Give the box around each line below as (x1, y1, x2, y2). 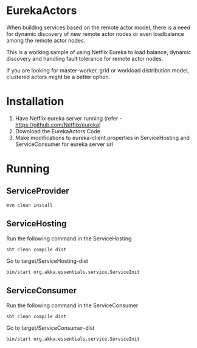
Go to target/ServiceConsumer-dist (6, 324, 95, 332)
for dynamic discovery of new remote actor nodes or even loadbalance (6, 30, 184, 37)
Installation (6, 95, 64, 108)
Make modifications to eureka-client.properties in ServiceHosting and (15, 134, 190, 141)
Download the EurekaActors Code (15, 127, 100, 134)
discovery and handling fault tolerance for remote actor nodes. (6, 55, 164, 62)
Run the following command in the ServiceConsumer (6, 302, 139, 309)
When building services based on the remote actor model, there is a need (6, 24, 190, 31)
